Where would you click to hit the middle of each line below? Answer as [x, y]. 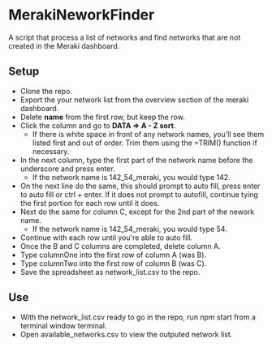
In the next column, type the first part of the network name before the [136, 160]
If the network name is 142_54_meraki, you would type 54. [130, 229]
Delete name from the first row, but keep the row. [102, 117]
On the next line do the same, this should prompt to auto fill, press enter [140, 186]
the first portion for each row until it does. [90, 203]
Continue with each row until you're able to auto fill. [106, 238]
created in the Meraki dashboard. [64, 45]
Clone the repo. [46, 91]
